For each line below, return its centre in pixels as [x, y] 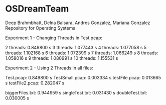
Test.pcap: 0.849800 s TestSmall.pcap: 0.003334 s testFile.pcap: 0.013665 [83, 77]
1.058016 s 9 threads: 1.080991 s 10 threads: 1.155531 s [62, 58]
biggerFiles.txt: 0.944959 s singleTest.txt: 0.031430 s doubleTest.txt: [76, 92]
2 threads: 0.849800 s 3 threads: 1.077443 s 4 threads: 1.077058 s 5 [76, 47]
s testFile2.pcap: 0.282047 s [35, 83]
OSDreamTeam [37, 9]
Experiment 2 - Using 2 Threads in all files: [49, 68]
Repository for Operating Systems [40, 28]
